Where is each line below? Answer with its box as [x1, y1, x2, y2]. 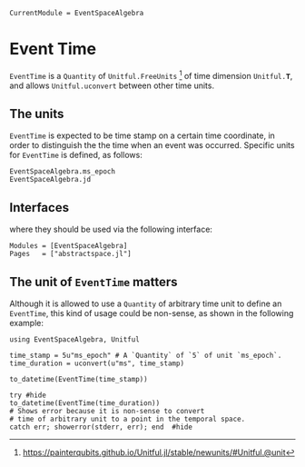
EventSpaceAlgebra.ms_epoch [9, 167, 116, 176]
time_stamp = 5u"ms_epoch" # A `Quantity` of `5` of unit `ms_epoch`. [9, 351, 282, 361]
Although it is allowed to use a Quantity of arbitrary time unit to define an [9, 298, 282, 309]
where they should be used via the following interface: [9, 224, 213, 235]
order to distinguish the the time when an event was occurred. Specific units [9, 140, 295, 151]
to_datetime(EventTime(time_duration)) [9, 399, 161, 408]
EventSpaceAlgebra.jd [9, 175, 92, 184]
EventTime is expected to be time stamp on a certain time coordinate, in [9, 130, 275, 141]
